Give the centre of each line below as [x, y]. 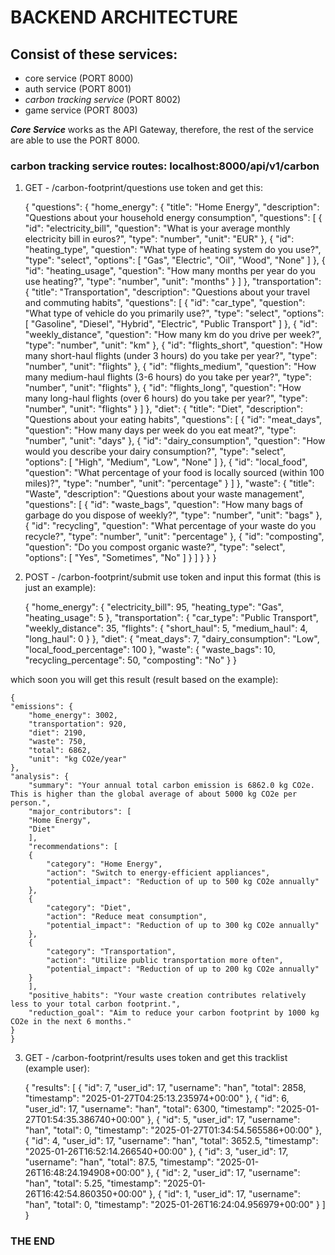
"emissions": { [42, 707]
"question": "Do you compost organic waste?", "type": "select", [155, 547]
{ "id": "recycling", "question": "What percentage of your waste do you [170, 526]
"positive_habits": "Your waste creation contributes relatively [167, 996]
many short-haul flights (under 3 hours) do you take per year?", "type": [171, 356]
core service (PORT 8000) [79, 78]
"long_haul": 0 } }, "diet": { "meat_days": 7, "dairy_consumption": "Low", [172, 639]
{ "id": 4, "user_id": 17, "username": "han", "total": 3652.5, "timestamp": [171, 1141]
